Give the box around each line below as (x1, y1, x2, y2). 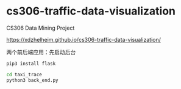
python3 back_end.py (6, 77, 59, 83)
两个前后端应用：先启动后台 (6, 48, 76, 56)
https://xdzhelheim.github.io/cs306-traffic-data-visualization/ (6, 36, 161, 43)
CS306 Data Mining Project (6, 24, 75, 31)
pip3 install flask (6, 61, 56, 67)
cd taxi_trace (6, 71, 43, 77)
